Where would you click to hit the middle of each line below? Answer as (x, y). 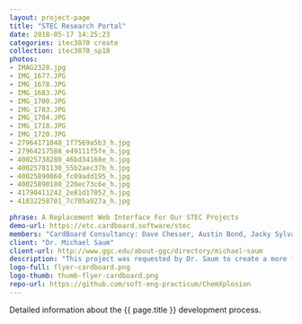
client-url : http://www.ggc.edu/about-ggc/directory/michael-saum (136, 251)
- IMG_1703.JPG (38, 109)
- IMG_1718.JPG (38, 127)
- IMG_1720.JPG (38, 135)
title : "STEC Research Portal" (68, 26)
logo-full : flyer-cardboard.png (70, 267)
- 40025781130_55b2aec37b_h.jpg (70, 168)
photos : (24, 59)
